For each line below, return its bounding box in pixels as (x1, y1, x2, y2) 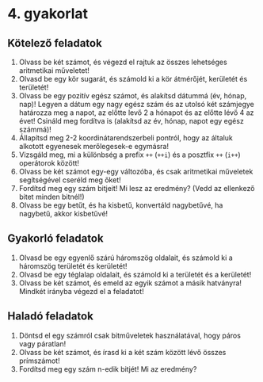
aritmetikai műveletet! (18, 66, 90, 75)
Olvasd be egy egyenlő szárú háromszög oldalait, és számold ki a (18, 253, 233, 262)
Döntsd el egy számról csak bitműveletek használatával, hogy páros (18, 330, 241, 340)
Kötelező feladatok (7, 36, 102, 50)
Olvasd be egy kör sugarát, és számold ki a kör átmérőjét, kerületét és (18, 74, 248, 83)
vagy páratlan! (18, 338, 67, 349)
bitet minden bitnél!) (18, 192, 85, 201)
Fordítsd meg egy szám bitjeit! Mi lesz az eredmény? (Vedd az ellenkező (18, 184, 255, 193)
